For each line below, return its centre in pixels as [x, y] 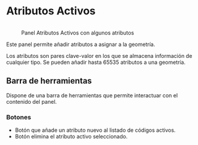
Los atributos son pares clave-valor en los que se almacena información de [99, 55]
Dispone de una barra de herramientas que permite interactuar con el [92, 95]
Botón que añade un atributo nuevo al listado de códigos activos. [95, 130]
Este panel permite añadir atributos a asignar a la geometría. [81, 44]
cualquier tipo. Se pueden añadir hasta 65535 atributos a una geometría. [96, 62]
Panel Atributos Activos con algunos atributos [78, 33]
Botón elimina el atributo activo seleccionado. [71, 137]
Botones [19, 117]
